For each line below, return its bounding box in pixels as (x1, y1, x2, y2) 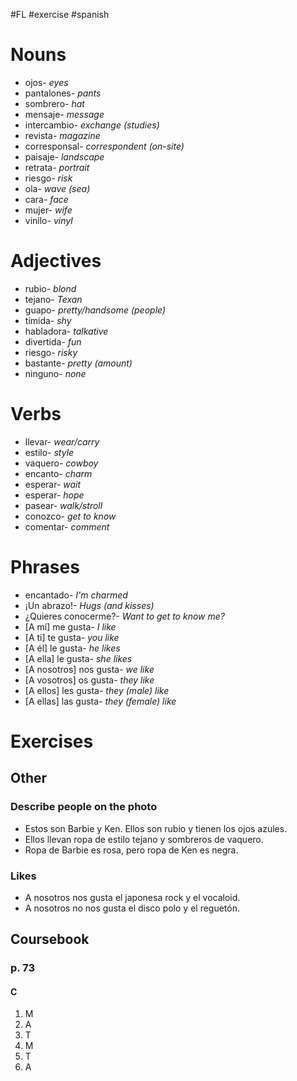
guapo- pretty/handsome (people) (24, 304, 167, 316)
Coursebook (10, 931, 90, 948)
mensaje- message (24, 108, 105, 120)
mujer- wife (24, 204, 73, 216)
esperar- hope (24, 489, 85, 501)
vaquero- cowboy (24, 457, 99, 469)
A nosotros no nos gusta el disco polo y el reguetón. (24, 902, 241, 914)
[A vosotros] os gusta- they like (24, 674, 155, 686)
